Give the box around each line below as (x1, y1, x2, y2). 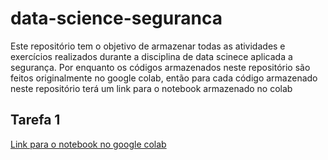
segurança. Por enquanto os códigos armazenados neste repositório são (10, 61, 311, 73)
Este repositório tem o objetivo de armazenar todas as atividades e (10, 40, 286, 52)
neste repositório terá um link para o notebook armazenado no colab (10, 82, 293, 94)
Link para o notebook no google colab (10, 138, 167, 150)
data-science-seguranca (10, 7, 223, 30)
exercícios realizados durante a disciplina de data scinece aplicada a (10, 50, 293, 62)
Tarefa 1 (10, 112, 61, 129)
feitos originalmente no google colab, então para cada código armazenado (10, 72, 318, 84)
